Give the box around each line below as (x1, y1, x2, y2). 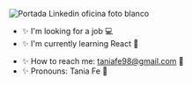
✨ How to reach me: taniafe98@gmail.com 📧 (21, 56, 184, 66)
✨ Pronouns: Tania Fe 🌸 (21, 66, 108, 76)
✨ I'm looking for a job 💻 (21, 26, 114, 36)
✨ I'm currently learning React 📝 (21, 39, 139, 48)
